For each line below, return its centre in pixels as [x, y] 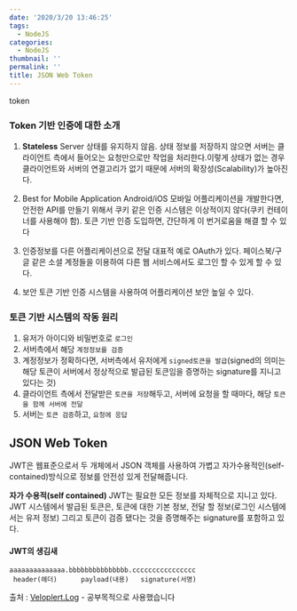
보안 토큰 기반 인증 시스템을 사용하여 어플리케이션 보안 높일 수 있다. [138, 292]
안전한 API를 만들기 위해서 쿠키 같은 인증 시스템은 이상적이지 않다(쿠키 [143, 210]
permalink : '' [35, 68]
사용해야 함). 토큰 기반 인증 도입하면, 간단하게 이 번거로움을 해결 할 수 [158, 221]
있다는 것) [39, 382]
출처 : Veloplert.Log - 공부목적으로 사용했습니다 [92, 598]
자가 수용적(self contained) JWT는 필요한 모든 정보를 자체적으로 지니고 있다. [143, 495]
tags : [19, 26]
